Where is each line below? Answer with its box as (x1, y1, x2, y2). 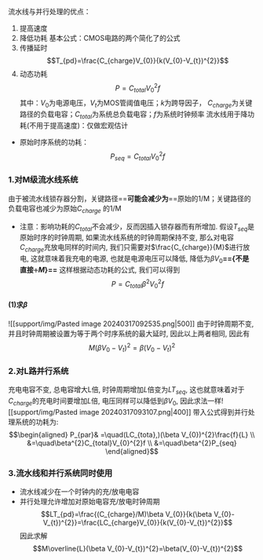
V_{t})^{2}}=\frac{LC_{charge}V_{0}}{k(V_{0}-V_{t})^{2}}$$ (42, 518, 233, 528)
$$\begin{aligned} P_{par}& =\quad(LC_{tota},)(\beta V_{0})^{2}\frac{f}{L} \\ (9, 430, 255, 439)
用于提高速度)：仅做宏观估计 (35, 121, 129, 130)
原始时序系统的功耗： (19, 137, 89, 147)
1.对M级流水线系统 (8, 174, 79, 185)
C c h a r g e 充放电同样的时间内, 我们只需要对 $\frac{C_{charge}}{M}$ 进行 (19, 243, 243, 254)
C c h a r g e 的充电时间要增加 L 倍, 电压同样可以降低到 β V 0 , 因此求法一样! (8, 396, 224, 407)
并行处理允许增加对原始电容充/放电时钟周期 (19, 497, 160, 507)
